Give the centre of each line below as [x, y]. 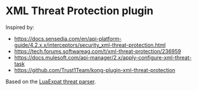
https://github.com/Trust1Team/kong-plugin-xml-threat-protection [95, 70]
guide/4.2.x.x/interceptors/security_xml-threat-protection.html [90, 45]
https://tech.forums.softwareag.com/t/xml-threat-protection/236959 [98, 51]
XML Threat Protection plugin [79, 11]
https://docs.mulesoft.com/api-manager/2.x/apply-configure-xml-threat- [103, 57]
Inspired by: [20, 27]
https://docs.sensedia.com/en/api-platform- [68, 38]
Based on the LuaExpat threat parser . [51, 82]
